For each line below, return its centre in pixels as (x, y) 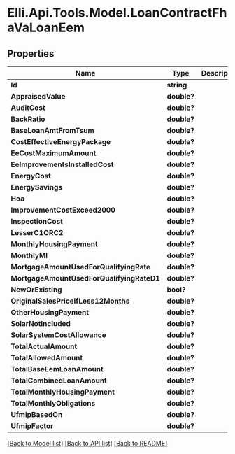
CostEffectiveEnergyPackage (61, 142)
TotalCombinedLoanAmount (59, 381)
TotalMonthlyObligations (53, 403)
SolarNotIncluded (41, 324)
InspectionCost (37, 221)
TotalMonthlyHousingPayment (63, 392)
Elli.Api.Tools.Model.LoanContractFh (117, 13)
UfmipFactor (32, 426)
